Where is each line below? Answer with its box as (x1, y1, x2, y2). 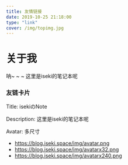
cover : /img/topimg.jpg (6, 25, 64, 31)
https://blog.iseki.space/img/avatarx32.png (14, 146, 119, 153)
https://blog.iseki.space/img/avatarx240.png (14, 152, 123, 159)
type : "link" (6, 19, 38, 25)
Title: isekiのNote (6, 103, 48, 110)
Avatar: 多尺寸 (6, 128, 40, 135)
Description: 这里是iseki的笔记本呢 (6, 116, 89, 123)
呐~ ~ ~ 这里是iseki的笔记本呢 (6, 73, 78, 80)
